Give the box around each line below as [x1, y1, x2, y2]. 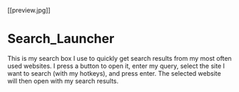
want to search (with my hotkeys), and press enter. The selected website [7, 69, 221, 77]
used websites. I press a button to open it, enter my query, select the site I [7, 62, 225, 70]
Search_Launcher [7, 31, 115, 47]
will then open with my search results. [7, 76, 119, 85]
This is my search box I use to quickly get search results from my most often [7, 54, 232, 62]
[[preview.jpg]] [7, 6, 51, 14]
